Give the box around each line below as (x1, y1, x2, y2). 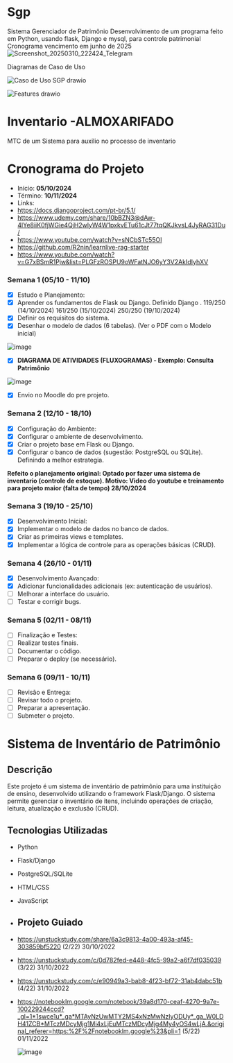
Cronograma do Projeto (7, 161, 144, 177)
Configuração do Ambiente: (17, 424, 97, 433)
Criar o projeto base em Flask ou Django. (17, 440, 135, 448)
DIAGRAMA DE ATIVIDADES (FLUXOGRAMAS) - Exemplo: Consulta (17, 356, 214, 365)
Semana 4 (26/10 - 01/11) (7, 558, 92, 568)
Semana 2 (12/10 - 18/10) (7, 408, 92, 418)
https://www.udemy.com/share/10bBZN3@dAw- (17, 213, 156, 222)
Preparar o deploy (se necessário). (17, 655, 116, 663)
